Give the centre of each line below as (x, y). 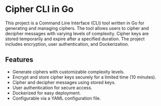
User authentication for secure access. (52, 88)
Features (19, 60)
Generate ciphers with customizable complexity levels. (68, 72)
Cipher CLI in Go (39, 9)
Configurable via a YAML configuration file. (57, 98)
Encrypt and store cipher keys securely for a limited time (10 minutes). (84, 77)
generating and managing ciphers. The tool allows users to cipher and (77, 28)
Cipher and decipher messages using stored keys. (64, 82)
